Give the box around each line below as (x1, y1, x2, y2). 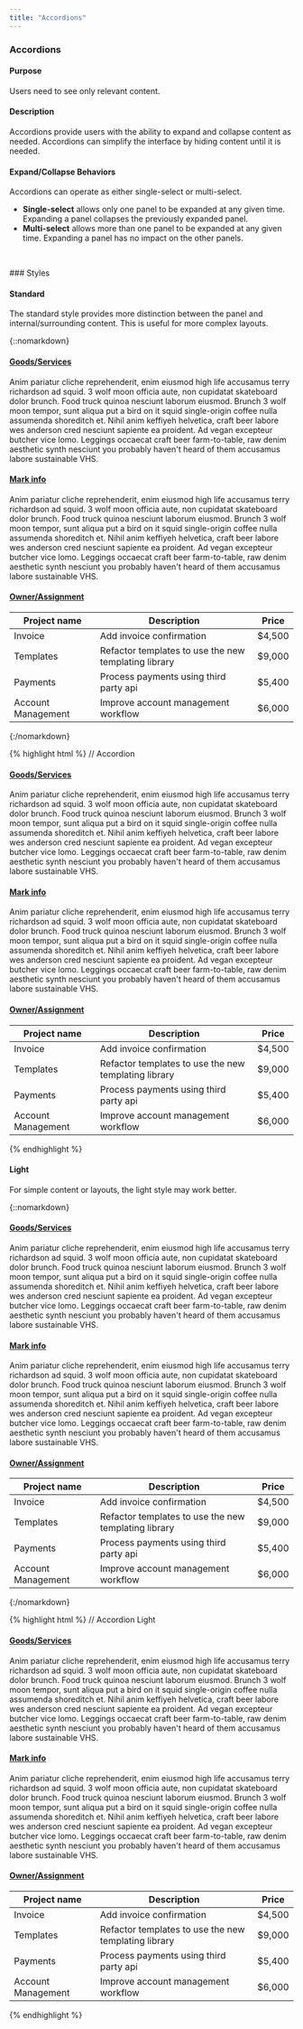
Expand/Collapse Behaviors (9, 166, 116, 177)
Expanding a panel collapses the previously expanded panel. (22, 213, 249, 224)
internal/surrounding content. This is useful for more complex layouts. (9, 318, 269, 329)
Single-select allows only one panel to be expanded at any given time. (22, 204, 286, 215)
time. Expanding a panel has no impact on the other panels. (22, 232, 243, 244)
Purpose (9, 65, 42, 77)
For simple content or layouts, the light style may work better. (9, 1184, 237, 1195)
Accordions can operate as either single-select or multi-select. (9, 186, 243, 197)
